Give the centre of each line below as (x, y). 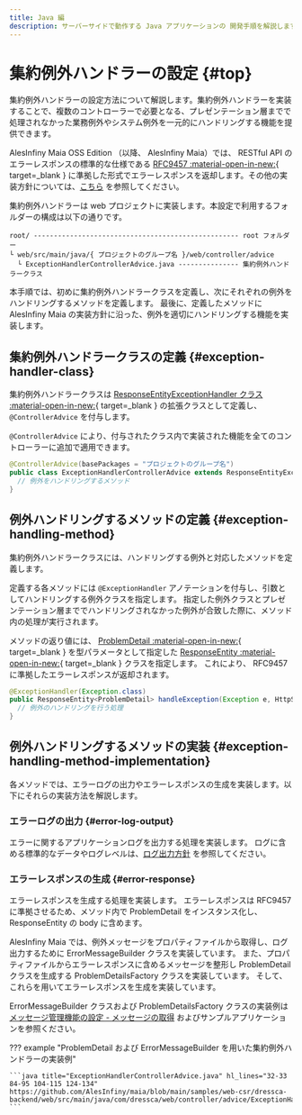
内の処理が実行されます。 (56, 621)
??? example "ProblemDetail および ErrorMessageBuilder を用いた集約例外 (147, 1048)
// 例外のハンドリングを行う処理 (71, 708)
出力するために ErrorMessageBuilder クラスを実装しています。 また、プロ (146, 953)
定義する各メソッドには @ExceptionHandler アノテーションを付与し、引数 (144, 587)
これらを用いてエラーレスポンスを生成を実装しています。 (115, 987)
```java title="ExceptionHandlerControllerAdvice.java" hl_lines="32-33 (148, 1076)
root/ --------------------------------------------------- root (134, 236)
